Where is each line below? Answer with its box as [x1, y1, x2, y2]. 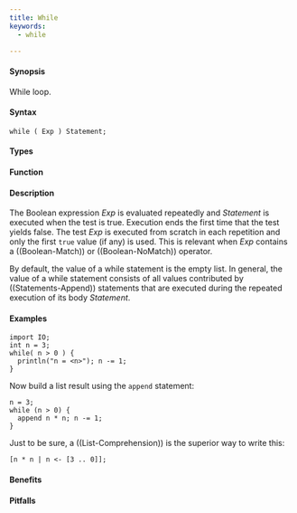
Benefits [9, 474, 42, 485]
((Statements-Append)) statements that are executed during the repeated [9, 282, 283, 294]
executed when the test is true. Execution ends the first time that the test [9, 217, 280, 228]
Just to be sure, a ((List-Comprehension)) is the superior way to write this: [9, 438, 285, 449]
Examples [9, 313, 48, 324]
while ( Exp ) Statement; [9, 127, 107, 136]
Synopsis [9, 65, 46, 77]
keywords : [9, 22, 47, 31]
